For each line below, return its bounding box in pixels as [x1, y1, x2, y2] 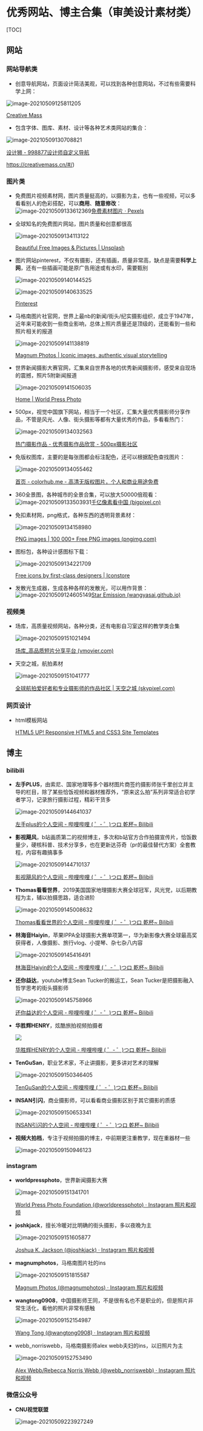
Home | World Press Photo [15, 396, 82, 403]
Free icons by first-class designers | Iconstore [15, 572, 130, 579]
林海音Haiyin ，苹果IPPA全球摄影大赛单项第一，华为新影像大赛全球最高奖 [15, 932, 198, 939]
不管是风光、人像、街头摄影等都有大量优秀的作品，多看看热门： [25, 416, 185, 423]
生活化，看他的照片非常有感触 [20, 1304, 95, 1311]
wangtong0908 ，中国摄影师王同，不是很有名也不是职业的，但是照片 [15, 1297, 188, 1304]
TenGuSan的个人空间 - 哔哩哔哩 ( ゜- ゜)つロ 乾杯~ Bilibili [15, 1084, 159, 1091]
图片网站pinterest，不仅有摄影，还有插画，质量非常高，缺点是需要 [15, 256, 181, 264]
